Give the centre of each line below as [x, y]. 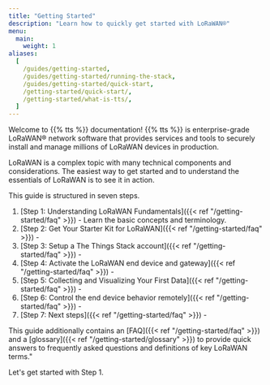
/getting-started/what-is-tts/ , [77, 99]
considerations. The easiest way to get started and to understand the [124, 171]
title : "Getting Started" [52, 16]
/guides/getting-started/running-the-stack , [99, 76]
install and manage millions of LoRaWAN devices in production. [114, 147]
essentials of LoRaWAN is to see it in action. [82, 180]
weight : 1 [40, 46]
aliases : [23, 54]
